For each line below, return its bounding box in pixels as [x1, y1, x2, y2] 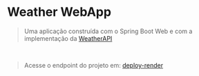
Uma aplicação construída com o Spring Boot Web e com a [23, 27, 193, 35]
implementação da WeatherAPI [23, 34, 113, 42]
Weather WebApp [7, 4, 112, 20]
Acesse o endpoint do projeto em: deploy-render [23, 61, 164, 69]
